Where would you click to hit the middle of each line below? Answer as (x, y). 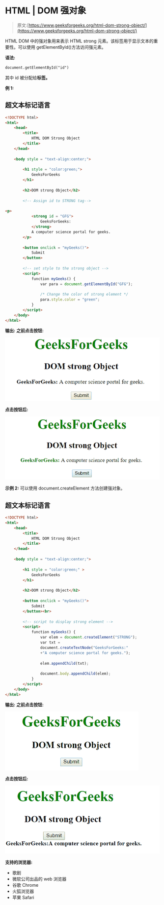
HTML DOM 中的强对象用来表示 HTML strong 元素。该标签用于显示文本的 (79, 41)
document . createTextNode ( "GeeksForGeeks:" (84, 647)
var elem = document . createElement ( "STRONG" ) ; (89, 638)
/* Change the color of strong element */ (84, 295)
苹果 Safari (23, 897)
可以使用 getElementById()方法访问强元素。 (62, 47)
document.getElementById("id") (37, 68)
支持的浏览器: (19, 862)
